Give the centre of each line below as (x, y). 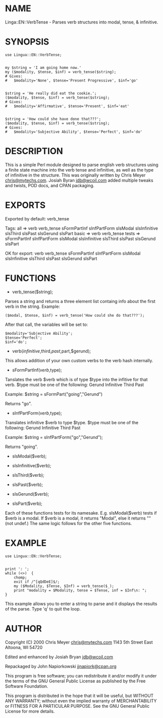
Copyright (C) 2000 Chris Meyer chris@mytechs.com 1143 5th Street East (79, 642)
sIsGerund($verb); (31, 494)
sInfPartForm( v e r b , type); (37, 413)
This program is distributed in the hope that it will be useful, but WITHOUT (79, 696)
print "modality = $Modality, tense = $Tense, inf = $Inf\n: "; (80, 590)
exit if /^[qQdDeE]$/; (37, 582)
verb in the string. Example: (33, 306)
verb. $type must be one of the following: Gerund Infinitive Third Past (75, 385)
